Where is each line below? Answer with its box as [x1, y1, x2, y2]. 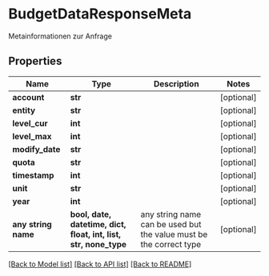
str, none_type [70, 238, 126, 250]
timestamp [12, 170, 54, 181]
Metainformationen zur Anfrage [8, 31, 112, 41]
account [12, 91, 45, 102]
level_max [12, 130, 52, 142]
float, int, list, [70, 229, 122, 240]
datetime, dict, [70, 218, 126, 230]
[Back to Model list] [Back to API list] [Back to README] [8, 259, 192, 269]
